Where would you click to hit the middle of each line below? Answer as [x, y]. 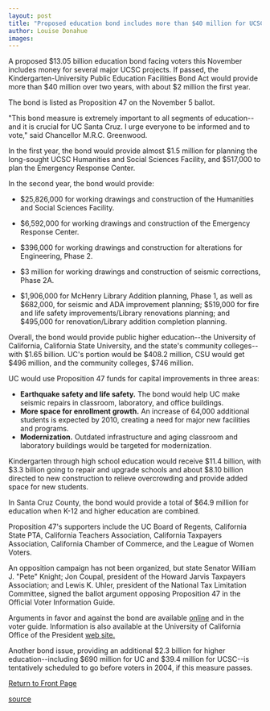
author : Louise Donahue [48, 31]
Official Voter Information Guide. [61, 602]
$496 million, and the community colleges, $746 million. [101, 363]
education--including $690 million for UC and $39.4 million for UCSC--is [129, 659]
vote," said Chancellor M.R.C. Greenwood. [78, 135]
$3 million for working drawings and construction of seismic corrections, [140, 272]
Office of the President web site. [62, 635]
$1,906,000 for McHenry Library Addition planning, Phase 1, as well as [136, 296]
